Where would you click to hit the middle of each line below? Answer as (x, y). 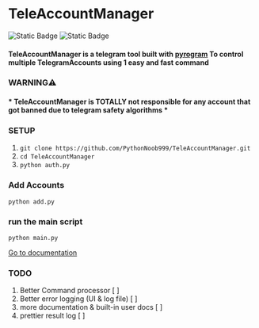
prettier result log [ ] (52, 316)
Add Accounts (36, 185)
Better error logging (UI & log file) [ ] (78, 299)
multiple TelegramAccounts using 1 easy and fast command (109, 62)
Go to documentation (43, 252)
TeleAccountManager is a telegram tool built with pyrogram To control (126, 54)
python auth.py (45, 166)
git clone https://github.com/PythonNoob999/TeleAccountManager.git (135, 149)
